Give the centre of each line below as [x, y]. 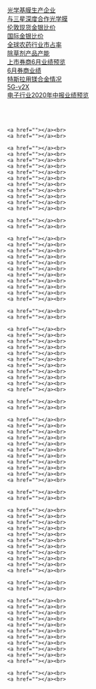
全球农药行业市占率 [35, 44]
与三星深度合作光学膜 [37, 19]
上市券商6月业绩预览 [36, 62]
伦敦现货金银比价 [31, 27]
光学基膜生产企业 [31, 10]
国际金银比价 [25, 36]
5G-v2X [18, 87]
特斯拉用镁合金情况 [35, 79]
